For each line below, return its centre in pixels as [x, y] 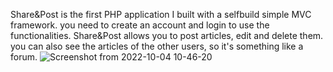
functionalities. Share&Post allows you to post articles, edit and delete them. [167, 35]
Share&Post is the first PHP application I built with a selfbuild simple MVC [161, 14]
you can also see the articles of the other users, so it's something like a [157, 46]
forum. [24, 57]
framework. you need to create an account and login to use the [140, 25]
